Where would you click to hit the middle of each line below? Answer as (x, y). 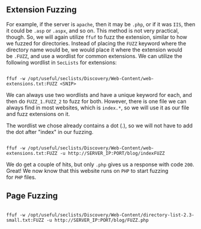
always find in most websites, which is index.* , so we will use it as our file (98, 108)
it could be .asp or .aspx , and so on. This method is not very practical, (93, 30)
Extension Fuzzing (41, 10)
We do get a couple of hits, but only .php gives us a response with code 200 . (100, 164)
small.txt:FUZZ (25, 220)
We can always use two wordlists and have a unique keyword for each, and (99, 94)
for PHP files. (21, 177)
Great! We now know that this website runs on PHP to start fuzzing (87, 170)
